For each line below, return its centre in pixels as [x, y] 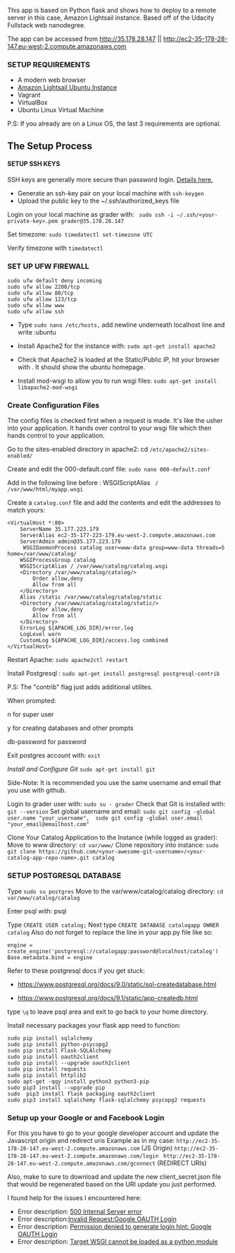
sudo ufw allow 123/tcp [42, 299]
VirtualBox [32, 102]
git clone [22, 852]
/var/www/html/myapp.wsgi [45, 490]
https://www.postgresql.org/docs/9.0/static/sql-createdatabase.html [117, 984]
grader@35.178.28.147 [93, 221]
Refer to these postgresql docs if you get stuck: [76, 971]
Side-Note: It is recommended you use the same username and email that [114, 783]
